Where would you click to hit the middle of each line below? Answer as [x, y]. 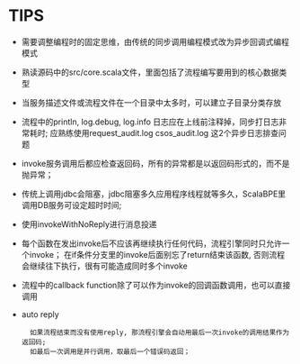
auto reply [40, 314]
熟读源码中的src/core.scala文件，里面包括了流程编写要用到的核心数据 [150, 72]
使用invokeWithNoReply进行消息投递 [89, 224]
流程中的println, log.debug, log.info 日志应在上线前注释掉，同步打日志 [150, 122]
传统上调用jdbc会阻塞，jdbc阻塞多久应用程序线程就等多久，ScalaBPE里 [154, 194]
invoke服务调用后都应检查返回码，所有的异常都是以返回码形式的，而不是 [155, 163]
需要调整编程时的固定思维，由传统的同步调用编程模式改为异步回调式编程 [155, 41]
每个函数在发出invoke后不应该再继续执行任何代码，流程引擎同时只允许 [151, 243]
